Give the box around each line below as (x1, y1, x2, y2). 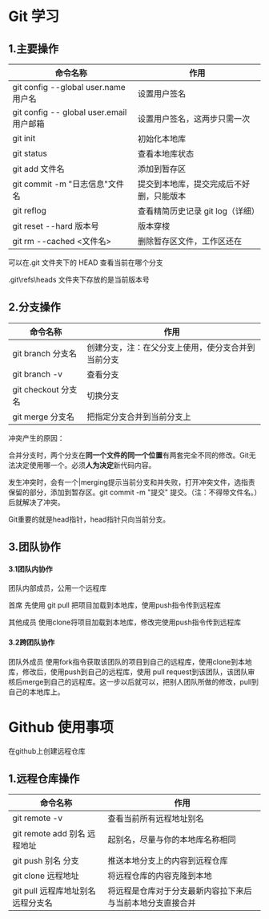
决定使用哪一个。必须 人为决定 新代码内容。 (14, 460, 156, 470)
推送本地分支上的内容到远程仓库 (107, 856, 228, 867)
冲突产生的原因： (8, 433, 65, 442)
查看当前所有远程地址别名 (107, 813, 204, 824)
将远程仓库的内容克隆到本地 (107, 870, 212, 881)
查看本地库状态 (137, 148, 195, 159)
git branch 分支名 (12, 348, 78, 359)
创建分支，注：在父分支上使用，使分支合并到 (86, 342, 255, 353)
